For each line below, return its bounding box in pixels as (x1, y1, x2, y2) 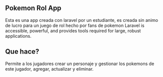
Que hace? (5, 47, 39, 56)
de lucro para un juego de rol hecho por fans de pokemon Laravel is (5, 22, 145, 28)
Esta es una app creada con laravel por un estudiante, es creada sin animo (5, 17, 159, 23)
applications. (5, 33, 31, 39)
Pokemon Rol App (5, 4, 61, 12)
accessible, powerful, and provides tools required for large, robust (5, 27, 141, 34)
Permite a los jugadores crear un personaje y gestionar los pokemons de (5, 61, 155, 67)
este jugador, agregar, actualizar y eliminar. (5, 66, 94, 72)
